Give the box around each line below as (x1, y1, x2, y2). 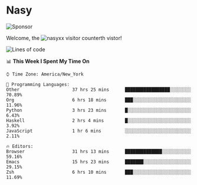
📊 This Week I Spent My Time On (6, 57, 90, 65)
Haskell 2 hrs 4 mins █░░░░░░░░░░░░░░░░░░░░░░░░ (6, 117, 192, 124)
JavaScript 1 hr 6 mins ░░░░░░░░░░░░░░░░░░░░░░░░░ (6, 128, 192, 134)
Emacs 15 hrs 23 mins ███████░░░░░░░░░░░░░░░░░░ (6, 158, 192, 165)
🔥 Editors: (6, 143, 34, 149)
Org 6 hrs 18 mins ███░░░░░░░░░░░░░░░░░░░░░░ (6, 97, 192, 103)
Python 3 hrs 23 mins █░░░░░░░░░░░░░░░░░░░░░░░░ (6, 107, 192, 113)
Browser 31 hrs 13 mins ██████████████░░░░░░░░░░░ (6, 148, 192, 154)
